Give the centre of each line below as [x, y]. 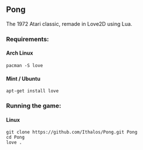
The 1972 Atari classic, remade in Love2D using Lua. [69, 24]
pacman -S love [25, 65]
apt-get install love [33, 91]
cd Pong [16, 138]
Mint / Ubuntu [23, 78]
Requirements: [28, 39]
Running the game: [34, 106]
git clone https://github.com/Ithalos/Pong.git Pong [72, 132]
